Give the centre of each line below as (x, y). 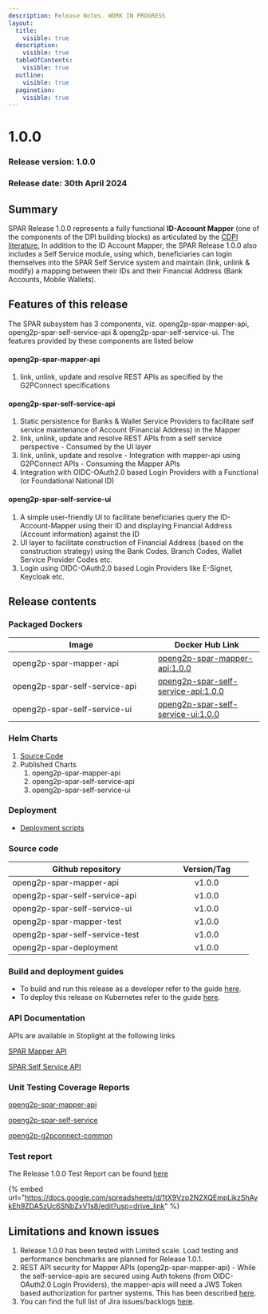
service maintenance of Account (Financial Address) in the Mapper (130, 430)
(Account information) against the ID (79, 534)
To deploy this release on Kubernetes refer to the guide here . (120, 997)
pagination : (35, 90)
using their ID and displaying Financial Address (156, 525)
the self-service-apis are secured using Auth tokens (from (115, 1276)
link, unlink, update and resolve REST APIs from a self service (121, 438)
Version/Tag (207, 870)
